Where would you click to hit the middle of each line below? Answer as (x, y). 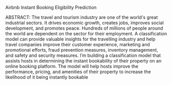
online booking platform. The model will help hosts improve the (72, 66)
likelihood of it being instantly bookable (47, 77)
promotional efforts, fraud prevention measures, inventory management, (82, 50)
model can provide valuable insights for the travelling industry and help (80, 39)
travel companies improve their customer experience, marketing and (78, 45)
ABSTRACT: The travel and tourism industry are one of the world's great (82, 17)
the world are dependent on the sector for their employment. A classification (86, 34)
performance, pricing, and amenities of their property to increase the (78, 72)
